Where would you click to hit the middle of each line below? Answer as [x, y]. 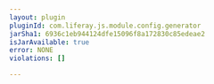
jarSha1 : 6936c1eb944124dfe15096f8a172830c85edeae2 [107, 34]
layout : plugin [37, 17]
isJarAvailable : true [49, 42]
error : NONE [31, 50]
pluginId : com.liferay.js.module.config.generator [105, 26]
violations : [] [37, 58]
